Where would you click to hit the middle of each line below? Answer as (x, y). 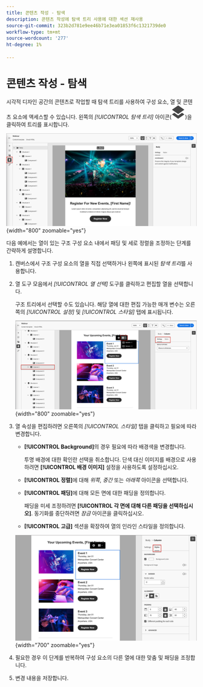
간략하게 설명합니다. (30, 250)
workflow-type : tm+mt (34, 32)
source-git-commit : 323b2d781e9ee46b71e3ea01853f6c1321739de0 (86, 25)
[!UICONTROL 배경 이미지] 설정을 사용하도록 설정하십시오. (109, 467)
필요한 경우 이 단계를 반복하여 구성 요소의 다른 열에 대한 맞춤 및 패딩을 (97, 657)
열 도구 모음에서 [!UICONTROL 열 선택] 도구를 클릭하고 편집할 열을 (94, 284)
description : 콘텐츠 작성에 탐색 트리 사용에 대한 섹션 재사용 (75, 19)
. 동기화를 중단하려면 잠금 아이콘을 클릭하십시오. (88, 513)
